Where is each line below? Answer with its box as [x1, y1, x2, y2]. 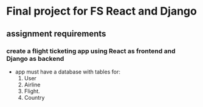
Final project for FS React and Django [6, 4, 198, 18]
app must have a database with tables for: [15, 68, 120, 75]
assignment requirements [6, 29, 106, 39]
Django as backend [6, 54, 64, 63]
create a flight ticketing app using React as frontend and [6, 47, 176, 55]
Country [24, 94, 45, 101]
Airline [24, 81, 41, 88]
